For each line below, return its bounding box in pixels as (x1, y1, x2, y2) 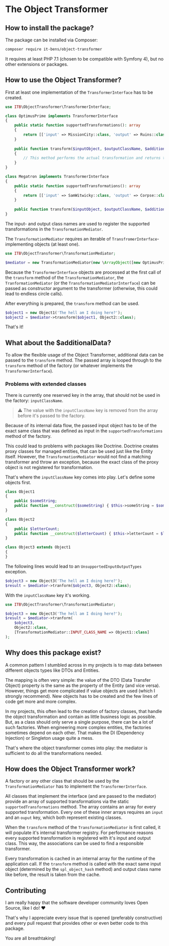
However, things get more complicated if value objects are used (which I (5, 687, 155, 694)
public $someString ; (14, 498, 57, 504)
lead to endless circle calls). (5, 290, 63, 297)
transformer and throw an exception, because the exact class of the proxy (5, 459, 159, 465)
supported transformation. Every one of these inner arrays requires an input (5, 809, 163, 815)
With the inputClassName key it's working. (5, 592, 91, 598)
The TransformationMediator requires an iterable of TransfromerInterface (5, 235, 157, 242)
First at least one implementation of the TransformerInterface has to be (5, 89, 153, 95)
